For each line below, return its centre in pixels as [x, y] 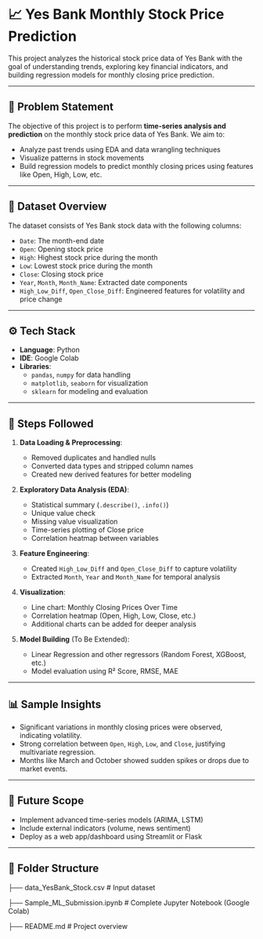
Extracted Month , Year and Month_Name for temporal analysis [126, 577]
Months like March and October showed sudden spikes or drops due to [134, 760]
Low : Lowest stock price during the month [86, 265]
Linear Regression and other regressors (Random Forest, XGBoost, [139, 655]
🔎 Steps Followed [51, 424]
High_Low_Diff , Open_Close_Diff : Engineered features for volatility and [132, 290]
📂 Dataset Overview [58, 207]
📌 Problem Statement [61, 107]
